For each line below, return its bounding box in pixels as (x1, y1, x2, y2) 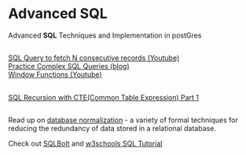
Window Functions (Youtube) (8, 70, 102, 79)
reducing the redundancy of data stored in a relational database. (8, 124, 216, 133)
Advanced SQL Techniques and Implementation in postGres (8, 31, 202, 40)
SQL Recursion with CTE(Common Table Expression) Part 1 (8, 92, 199, 102)
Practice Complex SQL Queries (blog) (8, 62, 130, 71)
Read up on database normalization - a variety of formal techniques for (8, 115, 238, 125)
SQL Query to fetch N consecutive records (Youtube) (8, 53, 180, 63)
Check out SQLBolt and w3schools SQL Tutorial (8, 139, 163, 149)
